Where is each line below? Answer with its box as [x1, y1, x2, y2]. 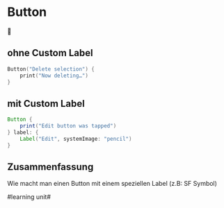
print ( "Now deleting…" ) [19, 72, 89, 79]
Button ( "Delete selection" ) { [7, 65, 95, 73]
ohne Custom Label [7, 47, 93, 59]
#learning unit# [7, 193, 51, 201]
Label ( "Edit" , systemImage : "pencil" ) [19, 135, 132, 142]
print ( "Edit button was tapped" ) [19, 123, 117, 130]
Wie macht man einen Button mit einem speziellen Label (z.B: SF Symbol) [7, 180, 218, 188]
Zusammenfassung [7, 161, 94, 173]
